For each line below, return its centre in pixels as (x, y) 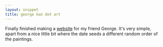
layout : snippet (22, 10)
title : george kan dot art (33, 14)
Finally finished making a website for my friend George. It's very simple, (78, 28)
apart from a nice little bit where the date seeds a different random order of (81, 34)
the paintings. (19, 39)
